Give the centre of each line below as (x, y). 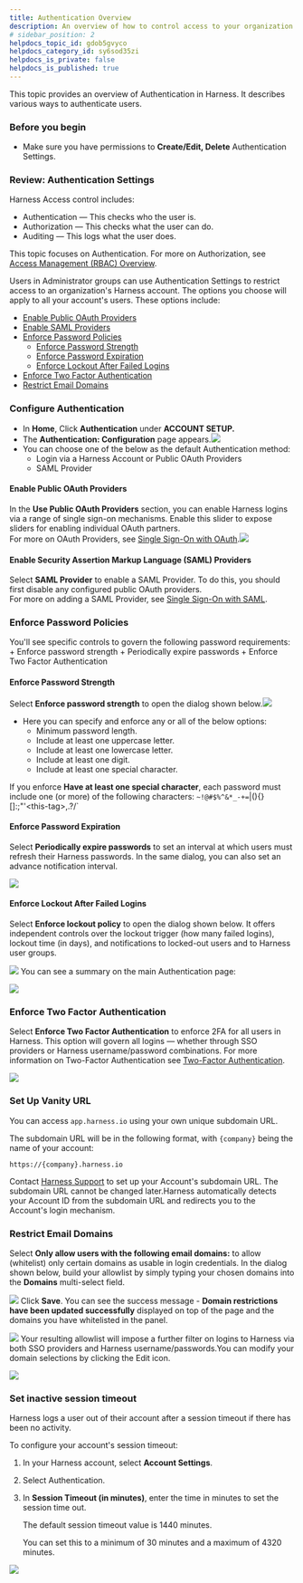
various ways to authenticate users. (76, 103)
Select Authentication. (64, 1481)
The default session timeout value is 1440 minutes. (117, 1525)
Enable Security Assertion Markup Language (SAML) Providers (130, 560)
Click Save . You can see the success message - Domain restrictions (149, 1300)
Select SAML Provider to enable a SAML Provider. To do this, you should (145, 580)
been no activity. (40, 1428)
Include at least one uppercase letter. (105, 740)
